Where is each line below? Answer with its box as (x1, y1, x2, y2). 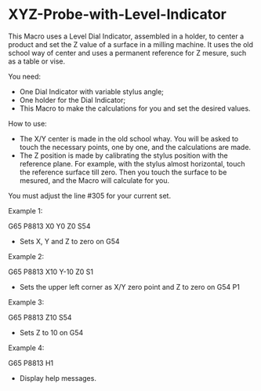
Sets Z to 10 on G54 (19, 327, 84, 337)
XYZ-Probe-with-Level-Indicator (8, 5, 227, 24)
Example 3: (8, 297, 45, 307)
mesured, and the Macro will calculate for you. (19, 175, 170, 185)
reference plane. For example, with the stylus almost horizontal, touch (19, 159, 245, 168)
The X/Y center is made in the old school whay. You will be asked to (19, 133, 239, 143)
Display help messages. (19, 373, 96, 382)
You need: (8, 71, 42, 81)
